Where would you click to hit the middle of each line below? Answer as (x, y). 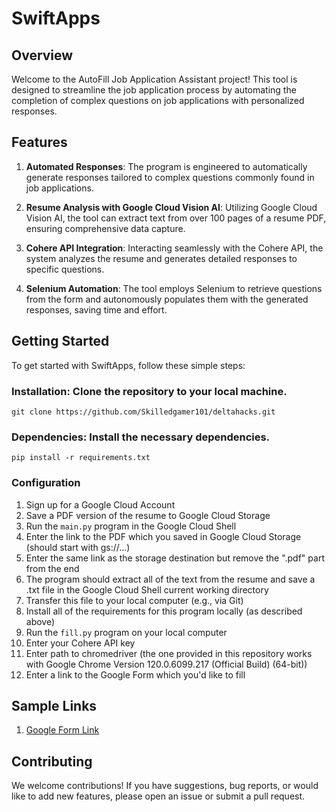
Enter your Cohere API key (80, 643)
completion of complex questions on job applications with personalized (158, 100)
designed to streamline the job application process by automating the (154, 90)
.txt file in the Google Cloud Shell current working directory (147, 589)
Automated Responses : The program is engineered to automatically (166, 166)
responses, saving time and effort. (96, 309)
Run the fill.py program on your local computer (126, 632)
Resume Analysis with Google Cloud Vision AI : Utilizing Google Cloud (171, 207)
